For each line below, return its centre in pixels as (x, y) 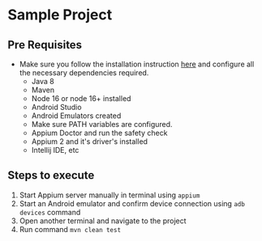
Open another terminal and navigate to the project (103, 221)
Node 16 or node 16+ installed (81, 98)
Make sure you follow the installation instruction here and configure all (137, 64)
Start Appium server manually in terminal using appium (110, 195)
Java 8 (43, 81)
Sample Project (60, 15)
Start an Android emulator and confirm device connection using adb (132, 203)
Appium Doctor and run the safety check (99, 133)
